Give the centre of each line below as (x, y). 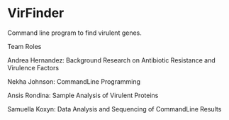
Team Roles (24, 46)
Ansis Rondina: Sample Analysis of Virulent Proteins (83, 95)
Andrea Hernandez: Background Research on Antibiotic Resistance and (112, 60)
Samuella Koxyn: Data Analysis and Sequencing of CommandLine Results (114, 109)
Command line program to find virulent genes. (74, 33)
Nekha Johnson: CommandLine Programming (74, 81)
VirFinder (36, 13)
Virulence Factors (33, 67)
